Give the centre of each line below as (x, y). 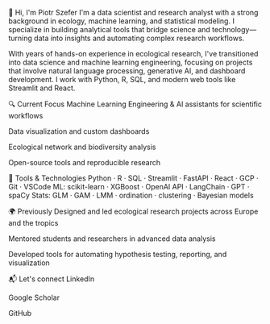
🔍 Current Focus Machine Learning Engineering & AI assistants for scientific (135, 104)
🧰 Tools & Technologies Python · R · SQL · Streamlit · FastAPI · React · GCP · (134, 178)
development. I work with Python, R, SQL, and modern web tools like (122, 79)
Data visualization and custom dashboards (79, 131)
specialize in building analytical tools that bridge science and (110, 29)
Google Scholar (34, 297)
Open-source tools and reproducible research (85, 162)
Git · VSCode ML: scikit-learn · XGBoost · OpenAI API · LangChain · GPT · (129, 187)
